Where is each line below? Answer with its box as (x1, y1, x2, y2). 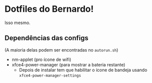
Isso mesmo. (4, 20, 30, 26)
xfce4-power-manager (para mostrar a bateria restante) (11, 61, 125, 67)
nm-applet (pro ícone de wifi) (11, 56, 72, 62)
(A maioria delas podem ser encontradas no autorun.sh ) (4, 47, 119, 53)
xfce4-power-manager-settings (19, 73, 82, 78)
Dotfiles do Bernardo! (4, 3, 94, 15)
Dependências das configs (4, 34, 89, 42)
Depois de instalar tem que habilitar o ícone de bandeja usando (19, 67, 148, 73)
